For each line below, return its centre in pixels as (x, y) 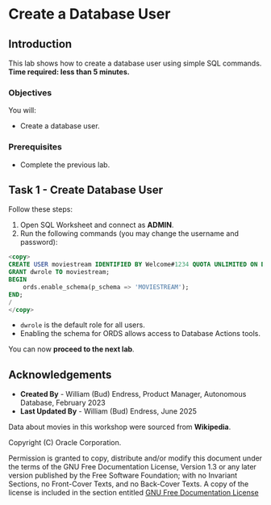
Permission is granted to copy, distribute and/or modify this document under (135, 458)
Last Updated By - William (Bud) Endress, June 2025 (108, 411)
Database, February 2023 (63, 403)
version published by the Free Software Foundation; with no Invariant (123, 476)
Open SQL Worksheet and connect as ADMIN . (97, 225)
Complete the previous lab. (65, 164)
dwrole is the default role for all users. (82, 325)
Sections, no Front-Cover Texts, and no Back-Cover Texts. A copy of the (129, 484)
